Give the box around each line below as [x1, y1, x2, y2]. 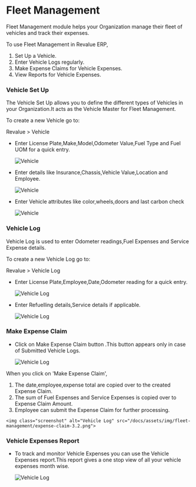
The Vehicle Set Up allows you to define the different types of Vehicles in [6, 99, 184, 106]
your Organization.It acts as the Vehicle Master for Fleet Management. [6, 106, 177, 113]
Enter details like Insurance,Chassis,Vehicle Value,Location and [14, 169, 168, 176]
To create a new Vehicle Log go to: [6, 255, 91, 263]
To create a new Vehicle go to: [6, 117, 80, 124]
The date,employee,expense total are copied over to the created [14, 381, 171, 388]
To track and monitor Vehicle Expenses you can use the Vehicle [14, 450, 170, 457]
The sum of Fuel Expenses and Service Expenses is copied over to [14, 394, 177, 401]
